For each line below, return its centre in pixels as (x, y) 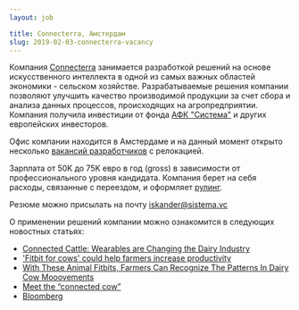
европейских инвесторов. (59, 124)
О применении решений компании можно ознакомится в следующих (142, 222)
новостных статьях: (47, 231)
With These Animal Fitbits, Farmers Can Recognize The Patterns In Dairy (155, 268)
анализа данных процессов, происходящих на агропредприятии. (134, 105)
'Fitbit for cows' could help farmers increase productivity (127, 258)
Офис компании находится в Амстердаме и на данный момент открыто (146, 142)
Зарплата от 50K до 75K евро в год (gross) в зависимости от (125, 168)
